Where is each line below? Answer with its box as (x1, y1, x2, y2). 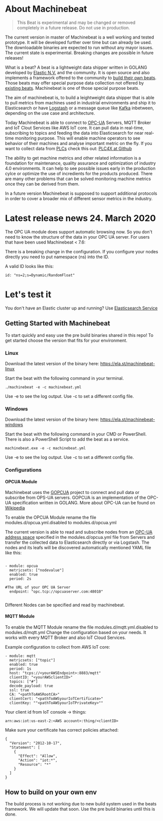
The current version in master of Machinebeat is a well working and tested (5, 34, 154, 40)
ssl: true (9, 687, 29, 693)
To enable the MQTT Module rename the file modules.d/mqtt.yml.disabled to (5, 624, 159, 630)
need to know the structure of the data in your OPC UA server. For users (5, 234, 150, 240)
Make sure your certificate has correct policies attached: (5, 727, 119, 733)
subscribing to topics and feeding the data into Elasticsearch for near (5, 130, 144, 136)
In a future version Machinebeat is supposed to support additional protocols (5, 190, 157, 196)
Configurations (5, 467, 42, 473)
